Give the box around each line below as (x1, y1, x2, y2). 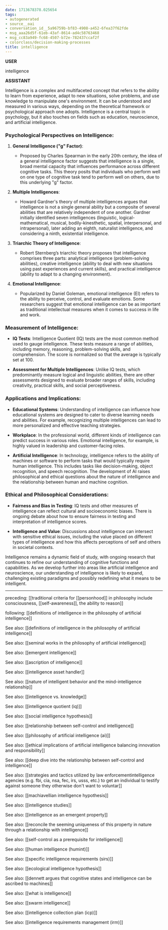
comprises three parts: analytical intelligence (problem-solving (19, 255, 149, 261)
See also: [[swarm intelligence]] (5, 899, 71, 905)
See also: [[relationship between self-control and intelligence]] (5, 722, 134, 728)
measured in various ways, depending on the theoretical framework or (5, 103, 150, 109)
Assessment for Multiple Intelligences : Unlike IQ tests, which (12, 366, 141, 372)
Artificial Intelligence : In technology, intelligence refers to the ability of (12, 452, 159, 458)
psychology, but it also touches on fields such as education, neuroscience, (5, 113, 159, 120)
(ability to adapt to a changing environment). (19, 271, 111, 277)
